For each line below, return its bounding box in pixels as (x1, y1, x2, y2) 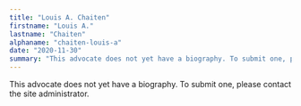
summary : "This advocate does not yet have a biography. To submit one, (9, 54, 287, 63)
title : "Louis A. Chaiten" (9, 12, 110, 22)
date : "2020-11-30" (9, 46, 82, 55)
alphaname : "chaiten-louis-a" (9, 37, 123, 47)
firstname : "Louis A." (9, 21, 94, 30)
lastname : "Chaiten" (9, 29, 87, 38)
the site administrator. (9, 88, 90, 99)
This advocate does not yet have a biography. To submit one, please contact (9, 79, 292, 89)
